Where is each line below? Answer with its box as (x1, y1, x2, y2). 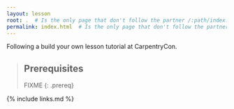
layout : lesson (6, 10, 51, 17)
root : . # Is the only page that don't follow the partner (6, 17, 186, 24)
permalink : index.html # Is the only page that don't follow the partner (6, 23, 229, 30)
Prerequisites (23, 62, 84, 74)
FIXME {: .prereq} (23, 81, 74, 89)
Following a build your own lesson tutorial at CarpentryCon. (6, 43, 177, 51)
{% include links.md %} (6, 95, 75, 103)
